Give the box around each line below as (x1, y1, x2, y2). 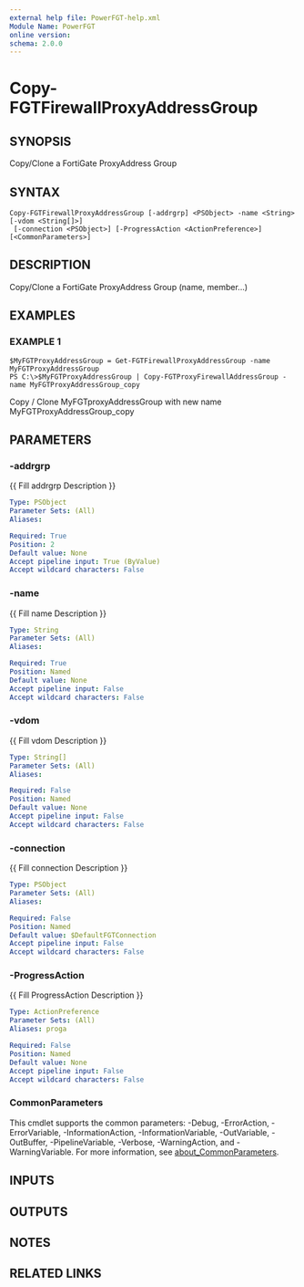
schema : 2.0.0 (9, 38, 64, 48)
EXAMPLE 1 (9, 335, 62, 348)
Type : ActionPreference (9, 1008, 100, 1017)
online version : (9, 30, 71, 39)
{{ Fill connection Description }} (9, 863, 128, 874)
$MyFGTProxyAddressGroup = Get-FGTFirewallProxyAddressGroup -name (9, 356, 271, 365)
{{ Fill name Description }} (9, 608, 107, 619)
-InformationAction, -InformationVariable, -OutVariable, (63, 1126, 270, 1137)
